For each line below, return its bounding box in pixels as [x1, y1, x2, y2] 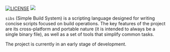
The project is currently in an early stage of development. [5, 41, 126, 47]
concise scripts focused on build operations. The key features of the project [5, 21, 165, 26]
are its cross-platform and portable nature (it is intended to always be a [5, 26, 155, 32]
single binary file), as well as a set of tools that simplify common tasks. [5, 31, 155, 37]
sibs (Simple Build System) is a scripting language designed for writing [5, 15, 155, 21]
